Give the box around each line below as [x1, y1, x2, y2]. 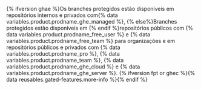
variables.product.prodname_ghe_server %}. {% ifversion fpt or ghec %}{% [6, 70, 196, 76]
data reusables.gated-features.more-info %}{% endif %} [6, 76, 148, 83]
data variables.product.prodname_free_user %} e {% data [6, 31, 151, 38]
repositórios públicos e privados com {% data [6, 44, 120, 51]
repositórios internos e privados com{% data [6, 12, 118, 19]
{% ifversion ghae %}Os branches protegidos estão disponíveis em [6, 5, 174, 12]
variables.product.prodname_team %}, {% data [6, 57, 124, 64]
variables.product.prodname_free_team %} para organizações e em [6, 38, 176, 44]
